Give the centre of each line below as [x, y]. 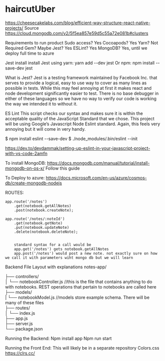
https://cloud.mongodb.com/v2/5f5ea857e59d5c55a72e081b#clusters [77, 33]
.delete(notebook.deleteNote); [46, 232]
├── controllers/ [22, 276]
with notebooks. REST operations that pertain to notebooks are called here [81, 287]
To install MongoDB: [26, 163]
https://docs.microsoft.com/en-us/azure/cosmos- [97, 178]
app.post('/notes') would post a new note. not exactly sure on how [86, 253]
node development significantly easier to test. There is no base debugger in [82, 93]
